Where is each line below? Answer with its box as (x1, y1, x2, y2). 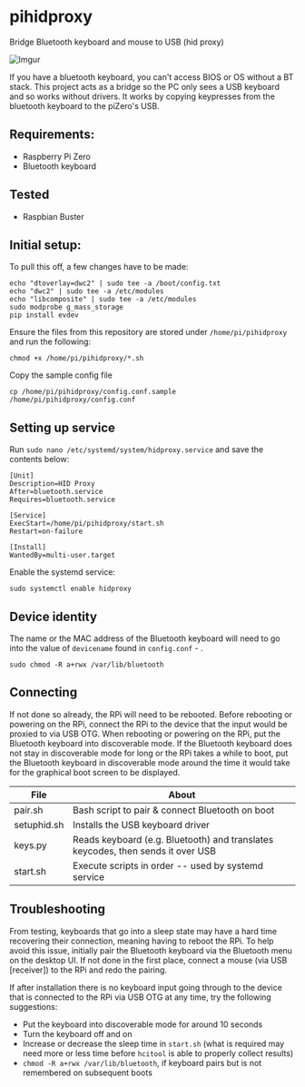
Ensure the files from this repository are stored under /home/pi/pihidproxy (9, 327, 288, 338)
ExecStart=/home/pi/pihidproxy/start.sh (9, 519, 165, 529)
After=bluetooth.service (9, 488, 103, 497)
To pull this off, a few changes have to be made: (9, 262, 189, 272)
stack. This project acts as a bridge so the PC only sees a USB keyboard (9, 81, 280, 92)
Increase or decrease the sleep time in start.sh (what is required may (22, 1038, 285, 1049)
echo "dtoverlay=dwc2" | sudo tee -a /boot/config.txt (9, 279, 221, 288)
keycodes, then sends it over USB (72, 845, 216, 857)
